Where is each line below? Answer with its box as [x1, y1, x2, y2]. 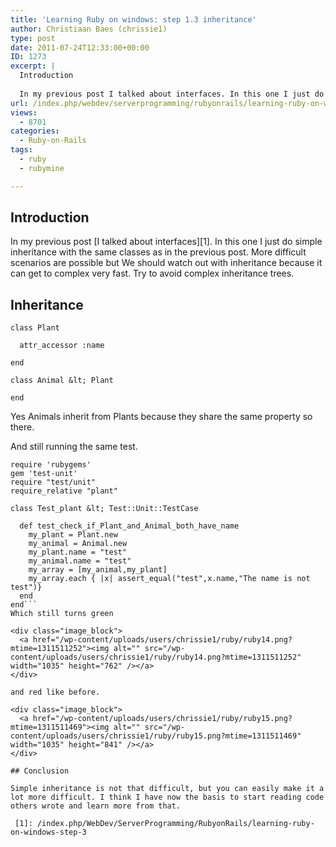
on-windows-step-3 [10, 827, 87, 838]
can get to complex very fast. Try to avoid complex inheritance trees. [10, 267, 295, 280]
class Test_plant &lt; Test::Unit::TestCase [10, 504, 199, 514]
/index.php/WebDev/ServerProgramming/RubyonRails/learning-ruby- [36, 819, 315, 829]
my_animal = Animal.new [28, 539, 128, 549]
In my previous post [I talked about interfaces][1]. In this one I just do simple [10, 236, 323, 248]
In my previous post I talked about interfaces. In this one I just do [19, 89, 325, 99]
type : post [10, 33, 56, 43]
